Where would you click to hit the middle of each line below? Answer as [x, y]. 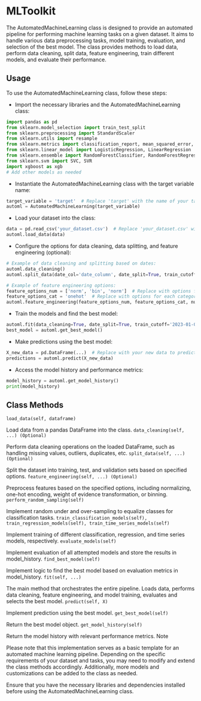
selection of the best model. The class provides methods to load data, [92, 47]
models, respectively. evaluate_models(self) [61, 541]
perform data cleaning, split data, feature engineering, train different [90, 53]
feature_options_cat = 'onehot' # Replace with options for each [91, 296]
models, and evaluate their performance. [56, 59]
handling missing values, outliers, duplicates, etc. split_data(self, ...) [96, 453]
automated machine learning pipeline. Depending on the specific [86, 654]
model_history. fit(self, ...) [44, 577]
